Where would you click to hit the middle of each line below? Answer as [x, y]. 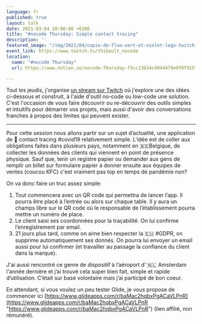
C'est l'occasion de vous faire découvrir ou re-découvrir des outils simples [99, 103]
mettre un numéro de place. [49, 214]
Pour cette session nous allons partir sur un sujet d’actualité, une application [101, 133]
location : [19, 57]
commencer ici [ [26, 296]
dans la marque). [36, 253]
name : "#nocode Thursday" [44, 62]
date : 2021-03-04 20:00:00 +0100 [48, 29]
